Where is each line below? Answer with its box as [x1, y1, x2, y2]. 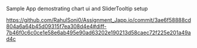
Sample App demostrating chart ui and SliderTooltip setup [6, 5, 148, 12]
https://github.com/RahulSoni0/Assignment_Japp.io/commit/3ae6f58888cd [6, 17, 192, 23]
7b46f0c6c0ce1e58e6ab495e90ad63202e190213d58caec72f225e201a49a [6, 29, 192, 36]
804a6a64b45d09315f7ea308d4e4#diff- [6, 23, 107, 30]
